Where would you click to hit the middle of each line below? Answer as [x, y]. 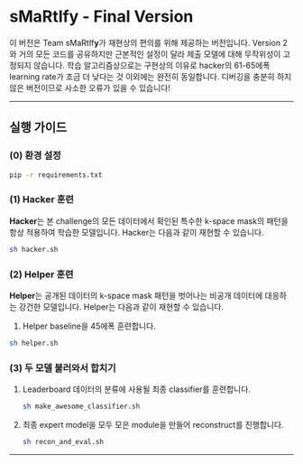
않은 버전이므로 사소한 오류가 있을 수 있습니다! [90, 88]
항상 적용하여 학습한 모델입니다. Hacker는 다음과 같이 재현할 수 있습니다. [137, 232]
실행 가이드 [38, 128]
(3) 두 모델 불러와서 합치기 [63, 367]
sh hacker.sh [34, 249]
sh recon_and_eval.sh [63, 442]
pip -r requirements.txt [56, 175]
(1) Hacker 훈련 [42, 200]
